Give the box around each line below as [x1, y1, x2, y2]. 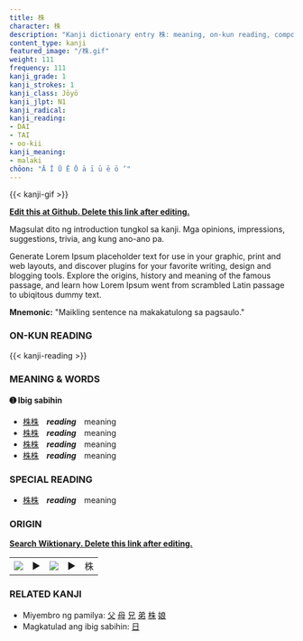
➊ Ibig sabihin [9, 395, 63, 406]
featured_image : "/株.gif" [9, 47, 110, 56]
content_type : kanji [9, 38, 87, 48]
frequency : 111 [9, 64, 67, 73]
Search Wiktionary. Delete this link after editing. [9, 538, 193, 549]
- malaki [9, 155, 42, 165]
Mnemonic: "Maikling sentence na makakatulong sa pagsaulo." [9, 307, 245, 318]
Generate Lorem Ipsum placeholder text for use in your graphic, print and [9, 251, 281, 262]
